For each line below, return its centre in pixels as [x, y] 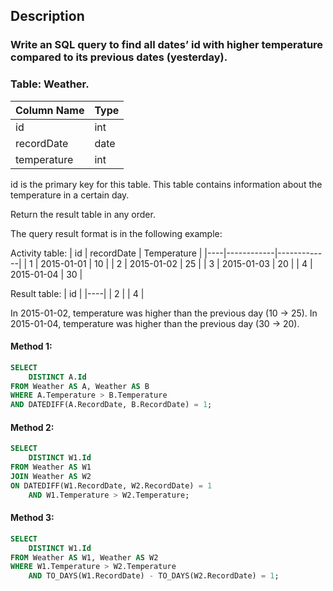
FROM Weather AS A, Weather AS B [80, 386]
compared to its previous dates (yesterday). [119, 57]
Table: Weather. [50, 84]
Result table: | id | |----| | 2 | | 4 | [77, 293]
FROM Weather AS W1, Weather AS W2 [84, 557]
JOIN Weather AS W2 [51, 477]
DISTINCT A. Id [57, 377]
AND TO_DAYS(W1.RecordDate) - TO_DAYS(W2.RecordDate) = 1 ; [154, 576]
